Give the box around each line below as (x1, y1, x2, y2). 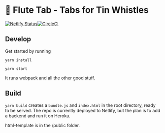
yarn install (5, 58, 32, 63)
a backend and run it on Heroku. (5, 113, 70, 119)
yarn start (5, 66, 28, 71)
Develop (5, 35, 31, 43)
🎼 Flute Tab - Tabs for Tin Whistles (5, 4, 149, 16)
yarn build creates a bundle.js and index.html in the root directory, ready (5, 102, 156, 108)
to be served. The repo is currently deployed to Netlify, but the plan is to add (5, 107, 161, 113)
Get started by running (5, 48, 51, 54)
